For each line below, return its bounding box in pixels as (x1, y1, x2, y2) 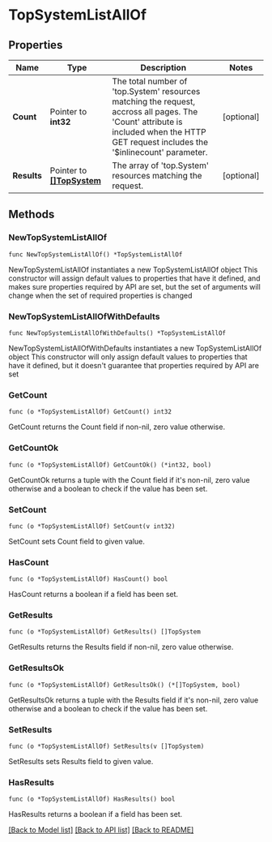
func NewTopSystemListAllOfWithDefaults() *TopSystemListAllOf (8, 329, 227, 337)
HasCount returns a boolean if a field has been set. (8, 590, 179, 599)
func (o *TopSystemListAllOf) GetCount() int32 (8, 408, 172, 416)
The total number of (112, 75, 188, 87)
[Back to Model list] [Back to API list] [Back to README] (8, 825, 194, 835)
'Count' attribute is (112, 116, 183, 127)
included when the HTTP (112, 127, 206, 137)
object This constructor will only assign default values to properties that (8, 351, 249, 362)
